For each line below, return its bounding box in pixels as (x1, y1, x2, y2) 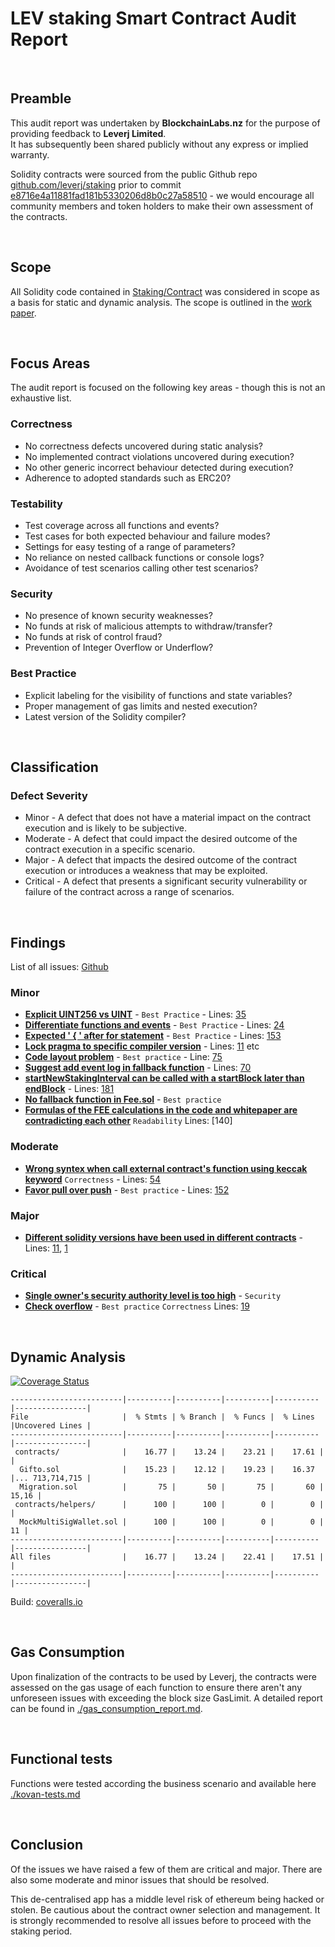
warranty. (10, 148, 50, 161)
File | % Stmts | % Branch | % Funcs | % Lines (10, 1412, 315, 1422)
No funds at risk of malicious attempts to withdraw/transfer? (24, 620, 273, 632)
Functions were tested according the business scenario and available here (10, 1777, 317, 1789)
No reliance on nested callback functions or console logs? (24, 551, 265, 563)
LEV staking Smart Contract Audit (10, 7, 297, 30)
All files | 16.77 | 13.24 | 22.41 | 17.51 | (10, 1552, 325, 1562)
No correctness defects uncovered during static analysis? (24, 440, 263, 452)
